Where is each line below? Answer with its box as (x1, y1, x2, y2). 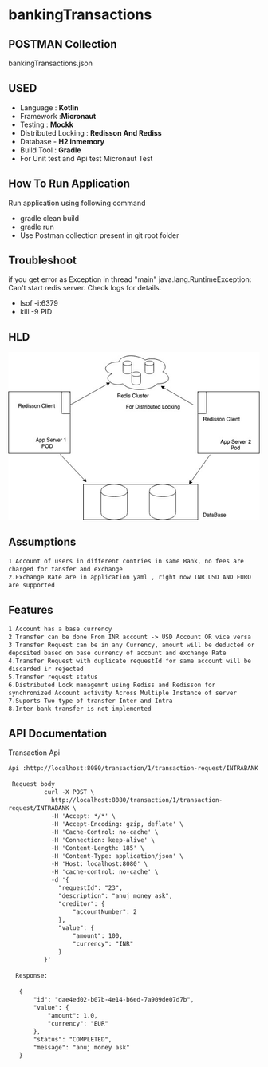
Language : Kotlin (19, 102, 79, 113)
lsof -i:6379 (19, 298, 58, 308)
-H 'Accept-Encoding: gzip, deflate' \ (50, 820, 183, 828)
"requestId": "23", (58, 883, 124, 891)
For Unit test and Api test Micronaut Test (19, 153, 153, 163)
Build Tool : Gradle (19, 145, 81, 155)
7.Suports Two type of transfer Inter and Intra (8, 697, 173, 705)
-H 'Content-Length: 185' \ (50, 844, 145, 852)
